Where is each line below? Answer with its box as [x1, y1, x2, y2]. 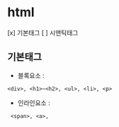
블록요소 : [17, 71, 45, 80]
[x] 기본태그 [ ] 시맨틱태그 [7, 28, 79, 37]
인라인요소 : [17, 98, 51, 107]
